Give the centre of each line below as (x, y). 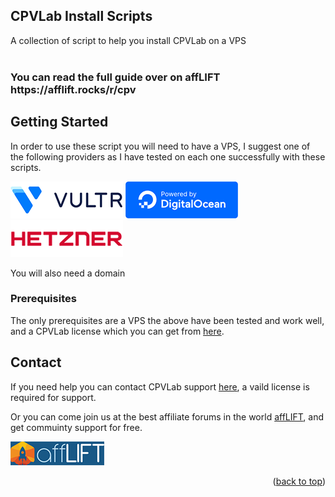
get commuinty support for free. (76, 427)
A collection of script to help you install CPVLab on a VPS (128, 40)
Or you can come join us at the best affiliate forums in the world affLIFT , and (167, 416)
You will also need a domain (68, 273)
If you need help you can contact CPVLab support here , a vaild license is (160, 386)
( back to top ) (299, 481)
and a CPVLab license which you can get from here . (117, 331)
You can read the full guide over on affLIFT (115, 77)
